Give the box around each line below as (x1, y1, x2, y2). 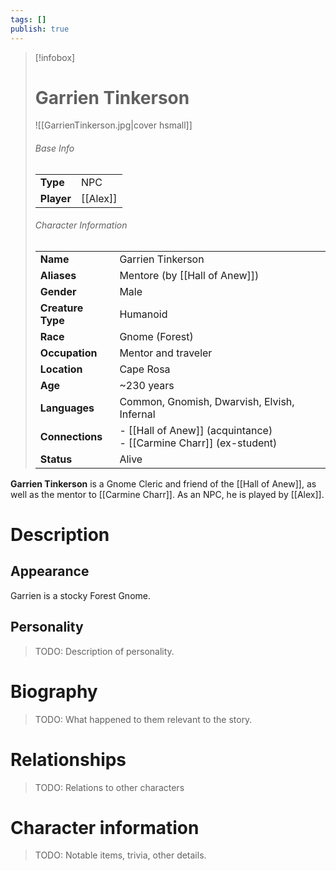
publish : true (10, 24, 70, 34)
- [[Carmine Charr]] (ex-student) (119, 436, 278, 450)
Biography (10, 680, 98, 703)
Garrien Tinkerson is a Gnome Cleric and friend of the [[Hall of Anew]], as (10, 477, 317, 490)
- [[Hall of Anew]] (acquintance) (119, 423, 273, 437)
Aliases (39, 268, 77, 282)
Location (39, 362, 83, 376)
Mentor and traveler (119, 346, 213, 360)
